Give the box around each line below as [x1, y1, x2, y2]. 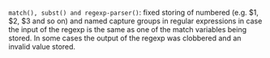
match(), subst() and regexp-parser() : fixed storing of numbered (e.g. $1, [8, 8, 259, 17]
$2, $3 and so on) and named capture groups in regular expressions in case [8, 16, 263, 26]
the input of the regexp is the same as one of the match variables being [8, 25, 247, 34]
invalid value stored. [8, 42, 75, 52]
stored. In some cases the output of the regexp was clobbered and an [8, 33, 242, 43]
